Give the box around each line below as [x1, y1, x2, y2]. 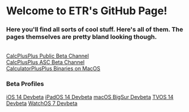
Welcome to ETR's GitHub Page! [6, 4, 168, 18]
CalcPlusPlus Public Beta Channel [6, 52, 89, 60]
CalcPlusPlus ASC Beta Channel [6, 59, 85, 66]
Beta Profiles [6, 80, 45, 88]
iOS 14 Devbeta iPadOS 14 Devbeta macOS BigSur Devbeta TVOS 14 [6, 93, 174, 100]
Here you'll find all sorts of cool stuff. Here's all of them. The [6, 25, 184, 34]
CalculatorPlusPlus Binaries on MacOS [6, 65, 101, 72]
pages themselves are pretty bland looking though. [6, 33, 157, 41]
